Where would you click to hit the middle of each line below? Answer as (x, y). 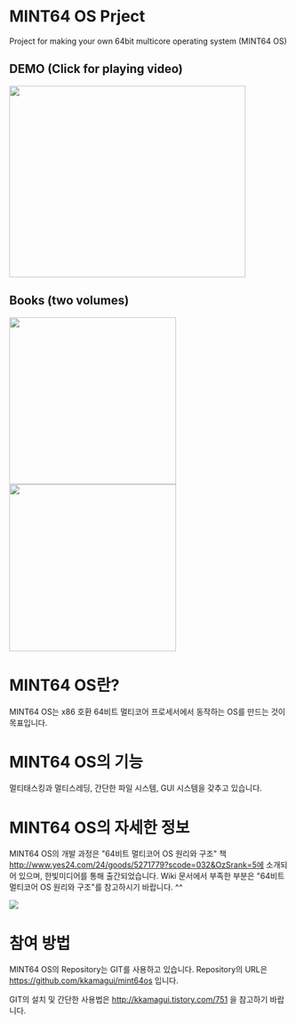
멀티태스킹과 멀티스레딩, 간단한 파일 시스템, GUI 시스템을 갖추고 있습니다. (136, 788)
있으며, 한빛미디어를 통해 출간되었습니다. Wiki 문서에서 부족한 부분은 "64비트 (152, 876)
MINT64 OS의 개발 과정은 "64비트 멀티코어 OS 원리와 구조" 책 (118, 854)
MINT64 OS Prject (77, 16)
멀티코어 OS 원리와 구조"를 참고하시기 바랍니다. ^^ (96, 887)
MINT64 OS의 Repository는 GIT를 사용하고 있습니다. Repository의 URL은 (139, 970)
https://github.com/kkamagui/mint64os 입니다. (94, 980)
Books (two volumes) (69, 301)
